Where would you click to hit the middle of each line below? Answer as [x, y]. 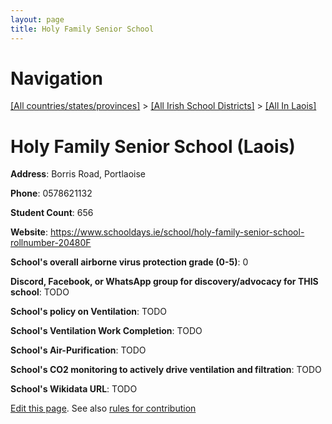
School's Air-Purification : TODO [78, 350]
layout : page [37, 19]
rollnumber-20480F [51, 243]
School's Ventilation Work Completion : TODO [106, 331]
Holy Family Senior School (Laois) [153, 146]
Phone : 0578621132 [51, 193]
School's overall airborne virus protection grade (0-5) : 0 [129, 262]
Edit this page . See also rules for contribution [103, 408]
